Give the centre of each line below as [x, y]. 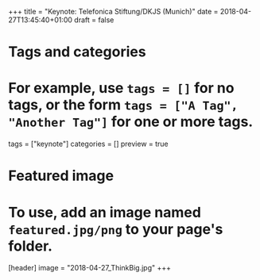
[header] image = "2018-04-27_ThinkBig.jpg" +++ [89, 268]
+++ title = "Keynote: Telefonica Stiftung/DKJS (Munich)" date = [113, 12]
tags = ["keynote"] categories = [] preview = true [88, 144]
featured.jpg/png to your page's [116, 229]
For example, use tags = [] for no [121, 88]
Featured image [61, 176]
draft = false [94, 20]
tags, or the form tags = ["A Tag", [123, 105]
